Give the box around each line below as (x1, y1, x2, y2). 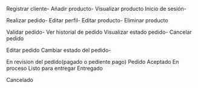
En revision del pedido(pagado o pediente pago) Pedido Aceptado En (6, 58, 179, 65)
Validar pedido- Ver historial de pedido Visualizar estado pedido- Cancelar (6, 28, 192, 36)
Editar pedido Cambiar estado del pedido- (6, 46, 111, 54)
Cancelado (6, 77, 33, 83)
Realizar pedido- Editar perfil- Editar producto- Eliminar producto (6, 17, 168, 24)
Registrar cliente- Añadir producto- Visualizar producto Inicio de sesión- (6, 5, 186, 12)
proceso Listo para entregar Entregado (6, 64, 103, 72)
